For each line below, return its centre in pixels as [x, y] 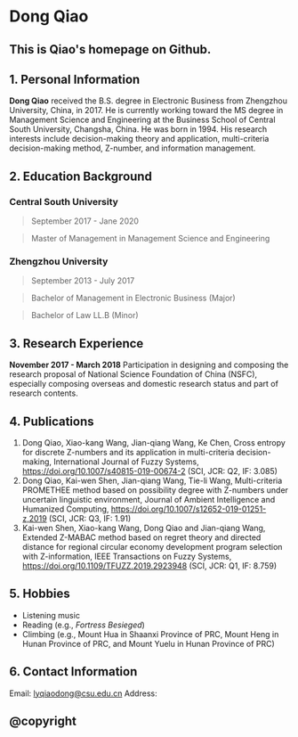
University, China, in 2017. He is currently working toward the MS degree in [146, 111]
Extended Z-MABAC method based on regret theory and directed [141, 537]
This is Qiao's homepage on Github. [110, 49]
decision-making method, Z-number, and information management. [133, 148]
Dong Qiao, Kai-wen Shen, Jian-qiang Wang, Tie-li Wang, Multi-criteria [152, 480]
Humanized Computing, [65, 509]
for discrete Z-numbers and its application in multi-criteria [128, 452]
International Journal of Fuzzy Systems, [126, 462]
